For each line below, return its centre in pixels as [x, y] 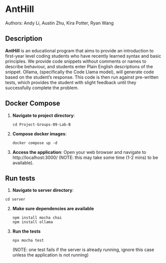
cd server [15, 199]
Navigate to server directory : [43, 190]
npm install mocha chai [37, 218]
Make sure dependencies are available [53, 209]
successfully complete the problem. [42, 88]
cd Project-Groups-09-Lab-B [41, 125]
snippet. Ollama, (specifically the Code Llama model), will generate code [80, 72]
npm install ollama [33, 222]
